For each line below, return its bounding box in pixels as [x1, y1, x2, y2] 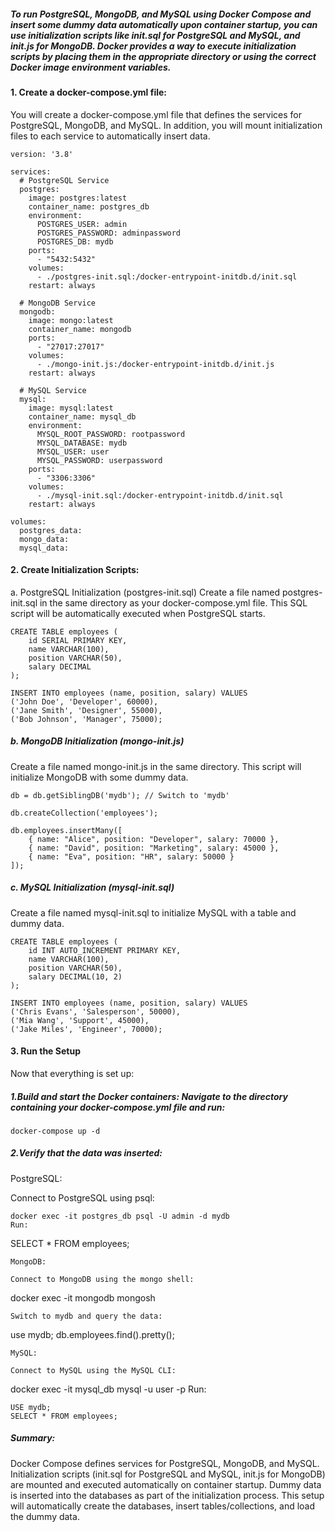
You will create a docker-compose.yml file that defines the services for [10, 108, 303, 120]
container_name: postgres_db [28, 201, 150, 212]
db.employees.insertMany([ [10, 825, 123, 835]
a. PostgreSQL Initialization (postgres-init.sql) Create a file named [10, 586, 280, 598]
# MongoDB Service [19, 298, 97, 308]
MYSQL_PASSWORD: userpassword [36, 455, 163, 465]
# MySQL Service [19, 385, 87, 395]
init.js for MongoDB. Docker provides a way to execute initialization [10, 40, 297, 52]
